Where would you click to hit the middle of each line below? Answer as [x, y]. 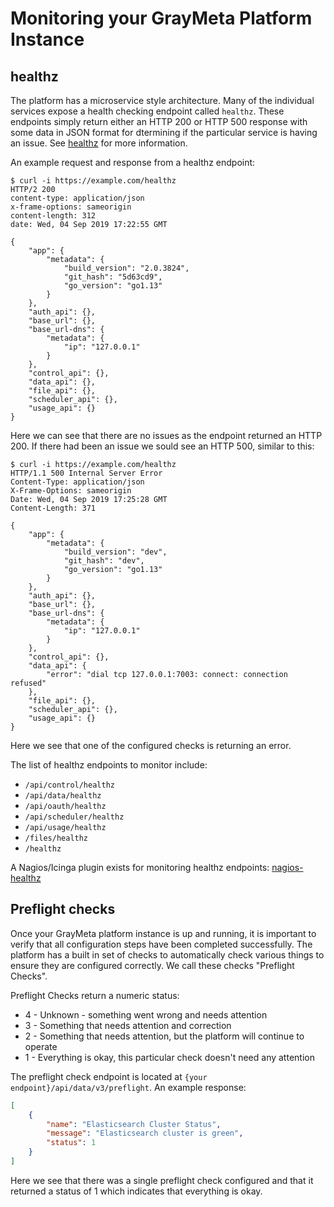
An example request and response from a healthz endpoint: [133, 162]
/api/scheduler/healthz [74, 817]
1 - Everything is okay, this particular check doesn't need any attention [169, 1057]
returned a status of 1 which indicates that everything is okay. [136, 1191]
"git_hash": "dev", [104, 561]
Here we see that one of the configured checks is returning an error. [151, 745]
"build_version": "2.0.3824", [126, 268]
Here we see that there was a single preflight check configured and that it [162, 1180]
